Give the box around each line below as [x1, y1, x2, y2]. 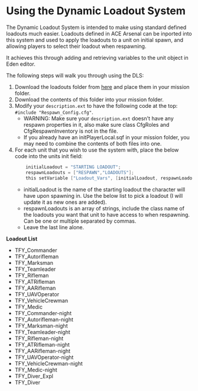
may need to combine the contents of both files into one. [23, 140, 162, 147]
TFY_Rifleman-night [14, 335, 64, 342]
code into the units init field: [14, 152, 83, 159]
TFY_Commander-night [14, 309, 72, 316]
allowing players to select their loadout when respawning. [6, 43, 147, 50]
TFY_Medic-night [14, 366, 57, 373]
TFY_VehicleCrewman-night [14, 360, 83, 367]
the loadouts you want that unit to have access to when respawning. [23, 211, 190, 218]
